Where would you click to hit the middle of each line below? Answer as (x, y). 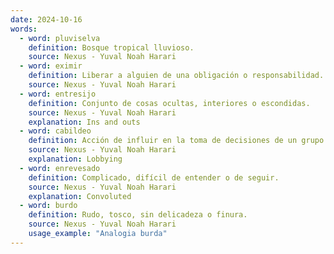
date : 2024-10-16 (46, 19)
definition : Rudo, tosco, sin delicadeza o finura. (138, 215)
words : (24, 29)
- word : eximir (51, 66)
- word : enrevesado (60, 168)
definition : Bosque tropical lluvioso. (111, 47)
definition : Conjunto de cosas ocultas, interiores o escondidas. (169, 103)
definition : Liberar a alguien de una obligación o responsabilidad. (176, 76)
